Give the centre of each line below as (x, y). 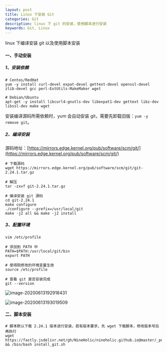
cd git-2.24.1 (20, 200)
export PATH (17, 256)
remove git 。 (19, 122)
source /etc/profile (27, 269)
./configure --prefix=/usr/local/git (44, 209)
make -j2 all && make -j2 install (41, 213)
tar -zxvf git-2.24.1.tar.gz (35, 186)
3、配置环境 (18, 225)
